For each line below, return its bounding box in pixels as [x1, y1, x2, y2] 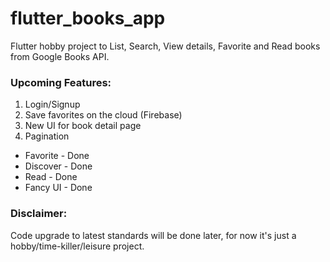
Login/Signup [24, 98, 81, 111]
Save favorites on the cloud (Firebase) [24, 109, 183, 121]
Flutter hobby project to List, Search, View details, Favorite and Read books [10, 40, 321, 52]
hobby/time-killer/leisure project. [10, 240, 145, 252]
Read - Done [24, 171, 78, 183]
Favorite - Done [24, 150, 90, 162]
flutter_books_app [10, 7, 166, 30]
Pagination [24, 130, 70, 142]
